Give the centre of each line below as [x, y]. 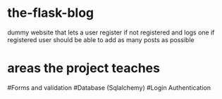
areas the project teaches [84, 68]
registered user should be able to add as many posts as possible [101, 39]
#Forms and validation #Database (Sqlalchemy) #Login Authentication [109, 87]
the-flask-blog [51, 13]
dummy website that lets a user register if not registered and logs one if [111, 32]
